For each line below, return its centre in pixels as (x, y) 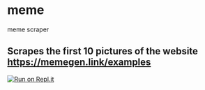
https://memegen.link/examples (79, 62)
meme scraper (28, 29)
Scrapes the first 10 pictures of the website (103, 51)
